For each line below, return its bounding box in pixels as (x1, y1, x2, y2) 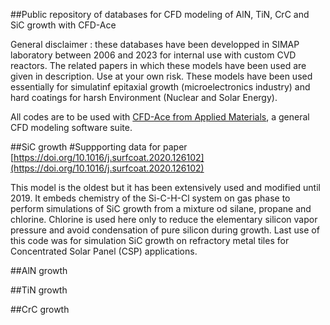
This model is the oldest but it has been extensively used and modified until (10, 182, 321, 193)
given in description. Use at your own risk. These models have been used (10, 70, 313, 82)
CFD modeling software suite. (10, 122, 133, 133)
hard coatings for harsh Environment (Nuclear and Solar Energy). (10, 92, 278, 103)
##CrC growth (10, 304, 70, 315)
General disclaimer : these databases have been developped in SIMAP (10, 39, 300, 50)
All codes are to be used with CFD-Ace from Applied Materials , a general (10, 111, 310, 123)
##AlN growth (10, 265, 68, 276)
